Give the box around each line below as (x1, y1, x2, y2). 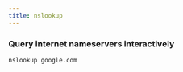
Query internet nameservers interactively (8, 38, 175, 49)
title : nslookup (8, 11, 63, 20)
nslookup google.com (8, 56, 78, 64)
